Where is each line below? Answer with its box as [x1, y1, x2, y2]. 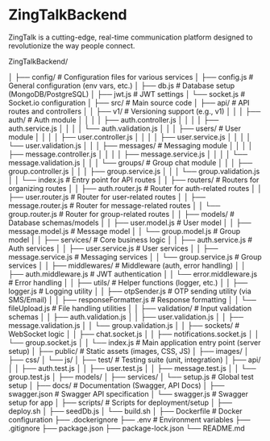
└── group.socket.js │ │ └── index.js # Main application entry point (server [8, 337, 261, 347]
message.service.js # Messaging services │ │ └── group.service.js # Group [8, 252, 262, 261]
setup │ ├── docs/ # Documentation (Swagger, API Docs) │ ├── [8, 381, 225, 390]
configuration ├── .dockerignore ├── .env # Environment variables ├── [8, 414, 251, 424]
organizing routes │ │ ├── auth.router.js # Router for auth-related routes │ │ [8, 183, 263, 193]
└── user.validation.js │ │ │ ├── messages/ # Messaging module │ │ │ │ [8, 140, 253, 150]
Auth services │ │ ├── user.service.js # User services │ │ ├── [8, 243, 218, 253]
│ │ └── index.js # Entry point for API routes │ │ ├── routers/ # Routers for [8, 175, 260, 185]
